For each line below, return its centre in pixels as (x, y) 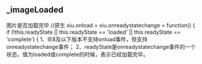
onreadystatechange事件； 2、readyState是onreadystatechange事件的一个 (101, 46)
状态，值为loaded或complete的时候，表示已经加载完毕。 (78, 54)
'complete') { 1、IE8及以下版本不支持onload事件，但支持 (77, 39)
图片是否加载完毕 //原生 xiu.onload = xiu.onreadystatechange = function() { (101, 25)
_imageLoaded (35, 10)
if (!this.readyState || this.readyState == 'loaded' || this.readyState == (94, 32)
